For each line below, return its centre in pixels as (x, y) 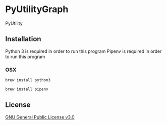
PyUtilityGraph (37, 9)
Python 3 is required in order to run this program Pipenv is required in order (83, 51)
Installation (23, 39)
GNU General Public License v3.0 (40, 117)
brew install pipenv (27, 89)
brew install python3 (28, 80)
